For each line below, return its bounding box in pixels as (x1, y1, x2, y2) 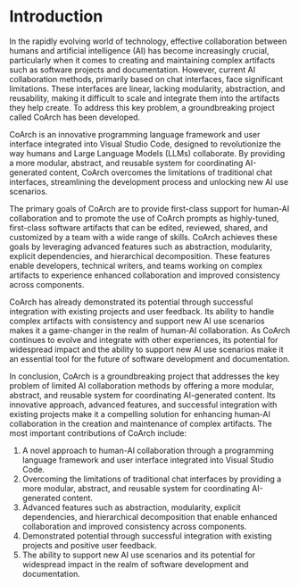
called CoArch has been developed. (9, 112, 141, 122)
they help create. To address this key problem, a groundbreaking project (9, 102, 275, 113)
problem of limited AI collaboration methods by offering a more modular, (9, 380, 275, 390)
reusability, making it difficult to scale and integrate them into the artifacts (9, 92, 280, 104)
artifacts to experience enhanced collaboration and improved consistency (9, 270, 281, 280)
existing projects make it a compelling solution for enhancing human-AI (9, 408, 270, 419)
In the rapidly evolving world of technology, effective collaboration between (9, 36, 287, 46)
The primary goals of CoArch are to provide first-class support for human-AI (9, 203, 290, 213)
